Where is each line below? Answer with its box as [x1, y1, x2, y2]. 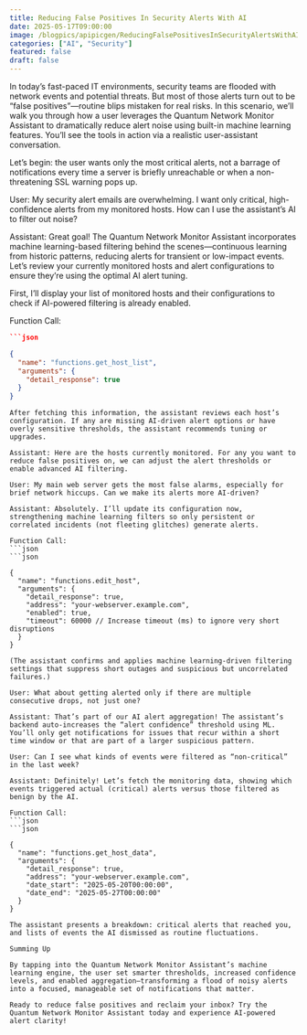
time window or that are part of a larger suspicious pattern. [9, 737, 256, 746]
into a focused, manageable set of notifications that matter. [9, 985, 256, 994]
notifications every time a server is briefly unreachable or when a [9, 166, 255, 177]
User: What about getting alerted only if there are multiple [9, 688, 251, 698]
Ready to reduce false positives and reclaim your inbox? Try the [9, 1000, 268, 1010]
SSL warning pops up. [54, 176, 138, 187]
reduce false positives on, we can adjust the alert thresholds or [9, 456, 272, 466]
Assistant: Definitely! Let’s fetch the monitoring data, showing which [9, 776, 292, 786]
